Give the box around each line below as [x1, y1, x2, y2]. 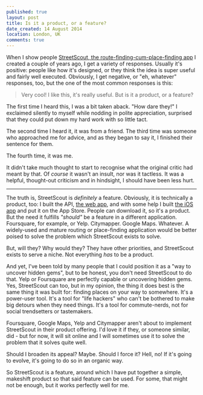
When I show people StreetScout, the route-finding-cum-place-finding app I [6, 54, 196, 61]
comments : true [6, 37, 45, 43]
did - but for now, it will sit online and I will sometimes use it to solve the [6, 333, 185, 339]
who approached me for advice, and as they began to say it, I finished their [6, 134, 193, 141]
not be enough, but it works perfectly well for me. [6, 382, 130, 388]
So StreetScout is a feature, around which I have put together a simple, [6, 369, 182, 376]
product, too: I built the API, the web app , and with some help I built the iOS [6, 201, 193, 208]
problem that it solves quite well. [6, 339, 87, 346]
